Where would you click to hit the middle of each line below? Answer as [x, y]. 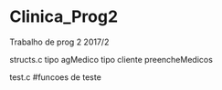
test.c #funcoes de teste [56, 77]
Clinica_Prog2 [64, 17]
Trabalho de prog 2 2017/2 [59, 42]
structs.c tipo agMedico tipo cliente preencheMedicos [111, 59]
